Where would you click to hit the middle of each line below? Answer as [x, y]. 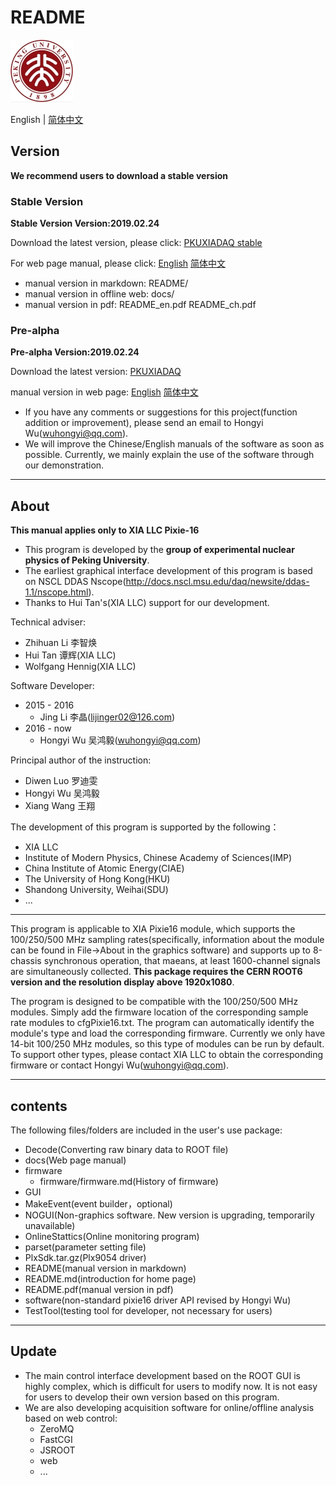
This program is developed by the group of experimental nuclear [159, 550]
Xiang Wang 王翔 [60, 806]
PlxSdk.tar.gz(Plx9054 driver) [85, 1257]
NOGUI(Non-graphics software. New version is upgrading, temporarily [169, 1215]
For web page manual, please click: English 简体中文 [118, 263]
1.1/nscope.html [56, 592]
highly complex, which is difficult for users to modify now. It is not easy [171, 1386]
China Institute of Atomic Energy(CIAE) [104, 868]
